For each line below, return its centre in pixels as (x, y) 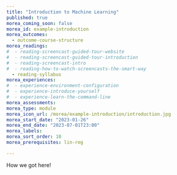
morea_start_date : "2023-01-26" (47, 120)
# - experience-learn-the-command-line (59, 97)
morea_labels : (24, 131)
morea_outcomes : (27, 35)
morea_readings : (27, 46)
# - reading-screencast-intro (46, 63)
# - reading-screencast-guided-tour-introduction (72, 57)
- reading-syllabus (37, 74)
